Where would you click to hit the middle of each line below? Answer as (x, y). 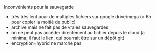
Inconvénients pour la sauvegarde (39, 7)
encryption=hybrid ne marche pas (46, 43)
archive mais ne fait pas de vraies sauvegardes (60, 27)
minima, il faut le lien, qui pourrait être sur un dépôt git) (68, 38)
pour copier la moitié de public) (44, 22)
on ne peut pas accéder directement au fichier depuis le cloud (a (78, 32)
